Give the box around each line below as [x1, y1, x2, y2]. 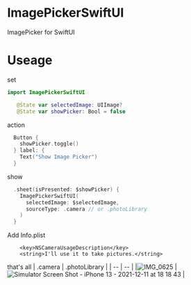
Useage [7, 52, 53, 68]
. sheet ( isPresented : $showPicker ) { [13, 186, 119, 193]
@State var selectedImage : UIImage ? [16, 101, 123, 109]
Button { [13, 134, 39, 141]
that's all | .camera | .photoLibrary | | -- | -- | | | [7, 263, 177, 271]
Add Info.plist [7, 231, 46, 240]
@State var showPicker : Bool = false [16, 108, 126, 115]
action [7, 121, 26, 129]
